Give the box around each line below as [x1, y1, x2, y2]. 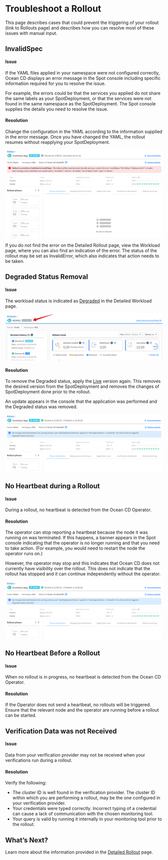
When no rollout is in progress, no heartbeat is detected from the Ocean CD [5, 674, 161, 680]
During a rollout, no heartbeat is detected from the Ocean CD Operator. [5, 507, 151, 513]
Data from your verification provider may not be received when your [5, 752, 145, 758]
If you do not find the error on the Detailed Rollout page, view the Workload [5, 242, 160, 248]
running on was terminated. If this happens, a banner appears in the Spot [5, 535, 156, 541]
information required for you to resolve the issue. [5, 80, 106, 86]
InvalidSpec [5, 44, 43, 53]
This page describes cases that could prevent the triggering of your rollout [5, 19, 159, 25]
